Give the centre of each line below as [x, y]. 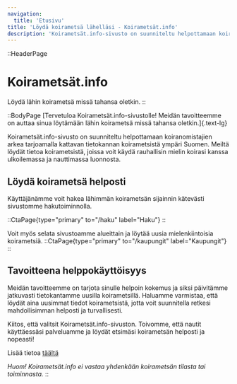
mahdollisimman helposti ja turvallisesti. [65, 310]
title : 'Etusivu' [39, 21]
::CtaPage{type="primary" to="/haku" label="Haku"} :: [86, 220]
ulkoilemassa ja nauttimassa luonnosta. [64, 159]
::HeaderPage [28, 54]
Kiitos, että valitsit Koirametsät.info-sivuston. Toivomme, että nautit [104, 324]
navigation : [25, 14]
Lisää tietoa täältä [33, 353]
